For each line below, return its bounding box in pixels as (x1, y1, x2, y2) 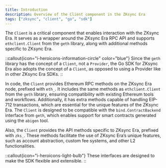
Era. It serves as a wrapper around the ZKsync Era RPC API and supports (5, 35, 155, 41)
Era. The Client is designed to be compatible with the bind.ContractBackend (5, 107, 161, 113)
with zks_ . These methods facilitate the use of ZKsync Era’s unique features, (5, 132, 162, 139)
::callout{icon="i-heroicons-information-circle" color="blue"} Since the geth (5, 56, 161, 61)
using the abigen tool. (5, 117, 49, 124)
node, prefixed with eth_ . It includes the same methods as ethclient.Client (5, 86, 161, 92)
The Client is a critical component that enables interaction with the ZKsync (5, 30, 160, 36)
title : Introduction (5, 7, 48, 12)
